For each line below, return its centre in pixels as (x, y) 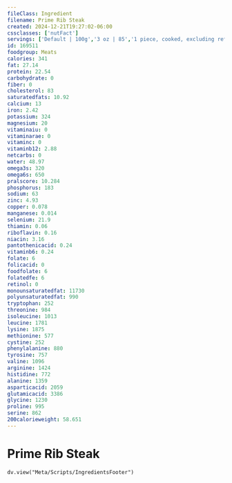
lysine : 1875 (26, 329)
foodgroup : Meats (32, 53)
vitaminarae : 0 (29, 136)
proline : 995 (26, 407)
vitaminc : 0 (24, 143)
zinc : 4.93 (23, 201)
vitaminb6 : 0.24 (30, 252)
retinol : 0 (23, 284)
